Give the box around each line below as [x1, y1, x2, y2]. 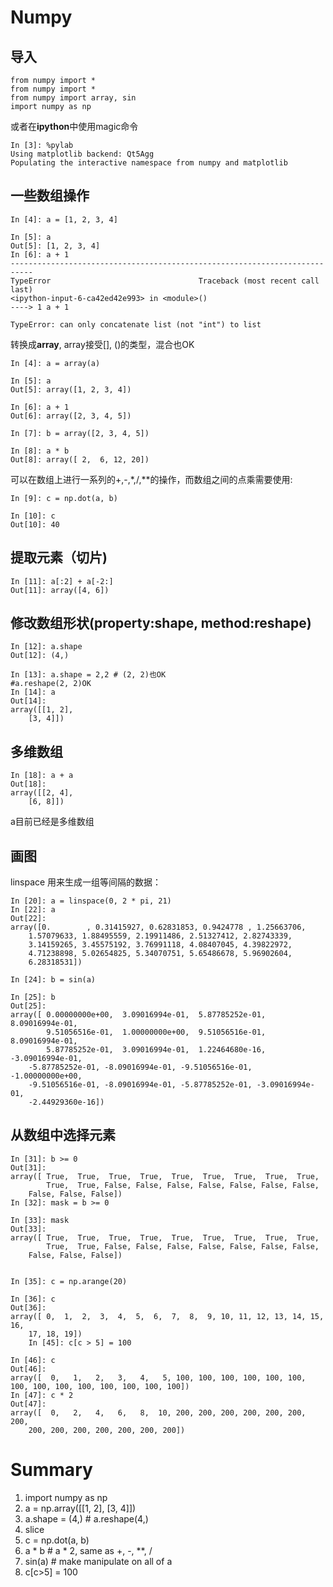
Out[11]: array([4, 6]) [10, 585, 110, 595]
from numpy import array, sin [10, 93, 137, 103]
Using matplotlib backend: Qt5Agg [10, 149, 155, 159]
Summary [10, 1459, 93, 1481]
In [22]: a [10, 905, 56, 915]
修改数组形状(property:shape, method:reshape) [10, 615, 312, 632]
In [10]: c [10, 511, 56, 521]
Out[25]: [10, 1001, 47, 1011]
